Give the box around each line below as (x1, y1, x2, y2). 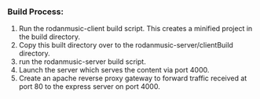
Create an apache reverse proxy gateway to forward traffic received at (18, 73, 247, 83)
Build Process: (7, 6, 64, 17)
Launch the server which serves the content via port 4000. (18, 65, 210, 75)
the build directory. (18, 32, 80, 41)
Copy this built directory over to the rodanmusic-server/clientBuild (18, 41, 233, 50)
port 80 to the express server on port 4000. (18, 82, 160, 91)
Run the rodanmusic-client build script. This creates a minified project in (18, 24, 253, 34)
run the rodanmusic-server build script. (18, 57, 146, 66)
